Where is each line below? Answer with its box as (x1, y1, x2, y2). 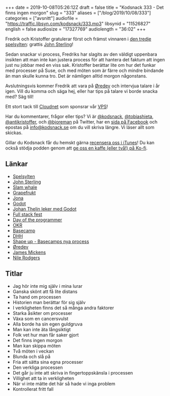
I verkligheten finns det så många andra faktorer (12, 305, 114, 311)
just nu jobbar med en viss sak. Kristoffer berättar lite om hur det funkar (5, 62, 156, 68)
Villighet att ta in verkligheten (12, 375, 75, 381)
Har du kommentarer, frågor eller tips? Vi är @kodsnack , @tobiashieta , (5, 113, 154, 119)
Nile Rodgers (12, 255, 40, 261)
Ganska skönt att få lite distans (12, 288, 78, 294)
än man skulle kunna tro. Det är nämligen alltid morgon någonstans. (5, 73, 148, 79)
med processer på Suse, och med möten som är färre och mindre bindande (5, 67, 164, 73)
